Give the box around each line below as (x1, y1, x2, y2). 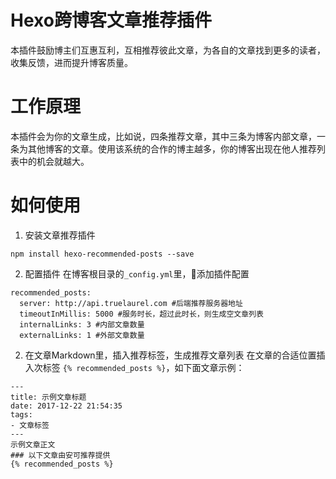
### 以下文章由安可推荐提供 (10, 450, 111, 460)
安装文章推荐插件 (24, 229, 96, 241)
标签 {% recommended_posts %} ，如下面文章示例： (42, 361, 245, 373)
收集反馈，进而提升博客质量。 (10, 56, 133, 68)
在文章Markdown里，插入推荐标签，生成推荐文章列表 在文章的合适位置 (24, 349, 317, 361)
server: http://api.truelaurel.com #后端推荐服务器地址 (19, 298, 243, 308)
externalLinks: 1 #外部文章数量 (19, 330, 145, 340)
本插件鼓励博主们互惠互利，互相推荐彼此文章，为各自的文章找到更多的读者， (10, 44, 326, 56)
